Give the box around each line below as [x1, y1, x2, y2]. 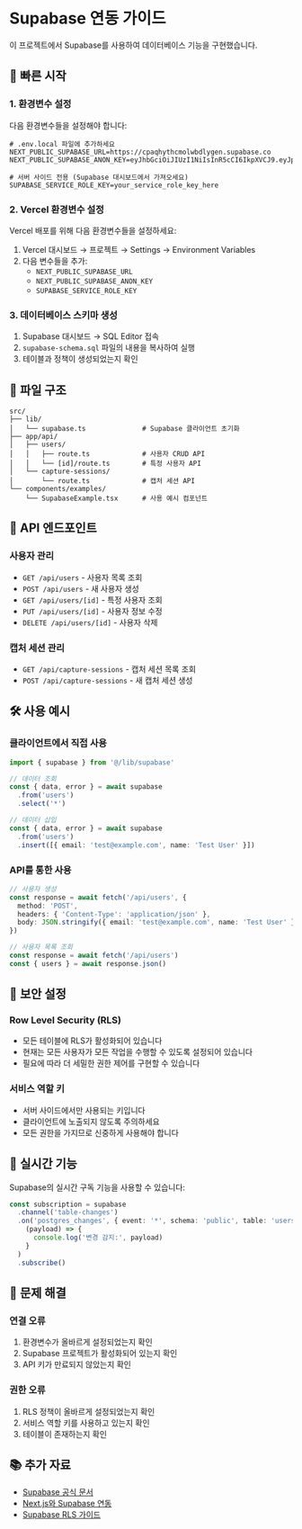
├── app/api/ [9, 433, 58, 442]
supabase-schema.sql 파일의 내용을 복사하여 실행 [22, 343, 196, 353]
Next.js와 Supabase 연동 [22, 1498, 112, 1509]
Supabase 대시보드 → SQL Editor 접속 [22, 331, 160, 342]
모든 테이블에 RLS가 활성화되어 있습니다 [22, 1035, 163, 1046]
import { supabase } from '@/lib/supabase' [9, 757, 175, 767]
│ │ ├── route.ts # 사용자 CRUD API [9, 450, 205, 459]
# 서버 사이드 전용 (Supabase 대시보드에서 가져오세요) [9, 173, 189, 182]
